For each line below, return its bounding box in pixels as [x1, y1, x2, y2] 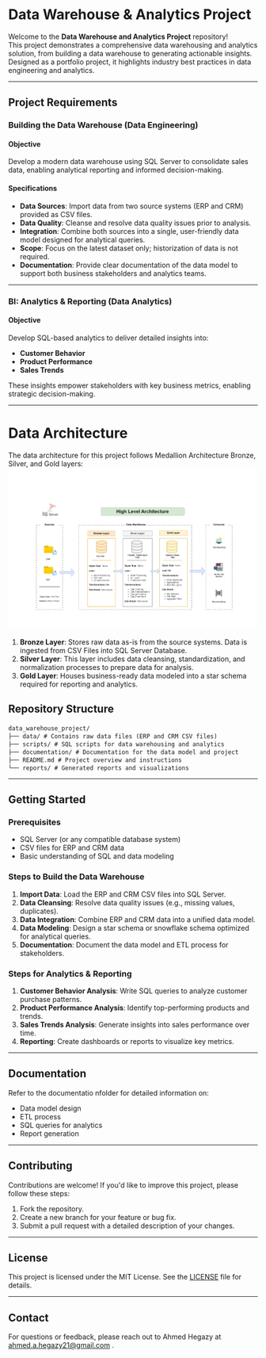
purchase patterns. [19, 994, 82, 1004]
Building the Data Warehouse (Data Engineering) [8, 120, 199, 131]
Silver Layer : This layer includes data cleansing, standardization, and [19, 654, 245, 664]
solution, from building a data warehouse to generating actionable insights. [8, 48, 253, 58]
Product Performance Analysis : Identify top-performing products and [19, 1003, 249, 1012]
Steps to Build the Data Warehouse [8, 871, 145, 882]
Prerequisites [8, 817, 61, 828]
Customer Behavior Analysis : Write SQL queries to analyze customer [19, 985, 248, 996]
